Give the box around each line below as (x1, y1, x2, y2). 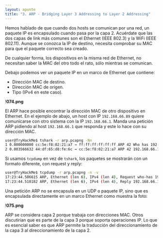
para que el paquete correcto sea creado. (5, 46, 88, 51)
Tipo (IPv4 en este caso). (12, 89, 63, 95)
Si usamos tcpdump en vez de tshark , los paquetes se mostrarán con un (5, 156, 148, 161)
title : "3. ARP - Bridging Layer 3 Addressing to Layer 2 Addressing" (5, 12, 151, 16)
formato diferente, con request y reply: (5, 161, 82, 167)
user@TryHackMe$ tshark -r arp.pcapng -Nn (5, 138, 92, 143)
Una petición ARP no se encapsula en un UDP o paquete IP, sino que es (5, 188, 148, 194)
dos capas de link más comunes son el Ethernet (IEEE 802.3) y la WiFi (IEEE (5, 35, 157, 41)
